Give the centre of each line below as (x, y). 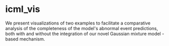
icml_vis (23, 9)
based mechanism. (25, 39)
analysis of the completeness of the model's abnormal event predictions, (82, 28)
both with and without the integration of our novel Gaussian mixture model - (85, 33)
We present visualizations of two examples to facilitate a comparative (78, 23)
